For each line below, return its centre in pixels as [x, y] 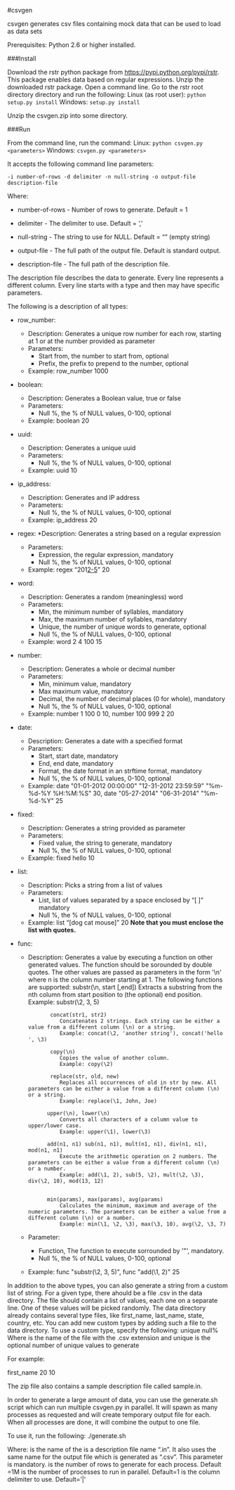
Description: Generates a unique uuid [82, 448]
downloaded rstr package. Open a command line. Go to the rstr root [105, 87]
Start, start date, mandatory [78, 756]
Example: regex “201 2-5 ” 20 [69, 570]
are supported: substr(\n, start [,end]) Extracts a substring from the [125, 987]
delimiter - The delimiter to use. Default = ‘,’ [80, 223]
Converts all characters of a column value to [129, 1119]
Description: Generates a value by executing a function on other [120, 957]
